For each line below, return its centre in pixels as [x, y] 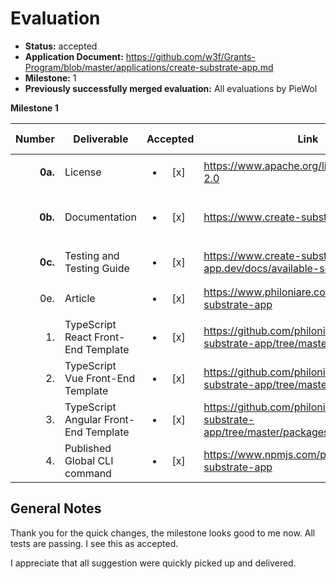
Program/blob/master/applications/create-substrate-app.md [149, 67]
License [83, 172]
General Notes [56, 508]
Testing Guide [97, 268]
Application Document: [74, 56]
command [88, 473]
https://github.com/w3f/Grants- [190, 56]
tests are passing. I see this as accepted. [94, 543]
